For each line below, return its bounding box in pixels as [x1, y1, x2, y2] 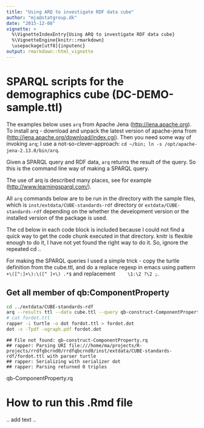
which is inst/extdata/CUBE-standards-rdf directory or [6, 201, 144, 209]
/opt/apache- [165, 141, 198, 147]
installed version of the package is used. [6, 214, 107, 221]
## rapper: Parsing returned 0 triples [6, 364, 107, 370]
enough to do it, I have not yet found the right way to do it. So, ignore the [6, 238, 188, 246]
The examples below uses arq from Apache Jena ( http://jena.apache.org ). [6, 120, 192, 128]
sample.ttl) [6, 100, 63, 114]
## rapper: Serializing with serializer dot [6, 358, 121, 365]
